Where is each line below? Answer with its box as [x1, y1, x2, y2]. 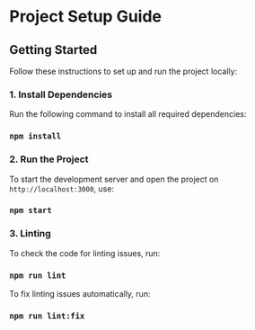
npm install [9, 131, 62, 141]
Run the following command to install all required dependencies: [9, 109, 247, 120]
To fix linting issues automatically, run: [9, 289, 151, 299]
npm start [9, 205, 52, 216]
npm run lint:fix [9, 310, 85, 321]
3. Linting [9, 227, 51, 240]
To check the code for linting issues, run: [9, 247, 161, 258]
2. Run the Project [9, 153, 89, 165]
